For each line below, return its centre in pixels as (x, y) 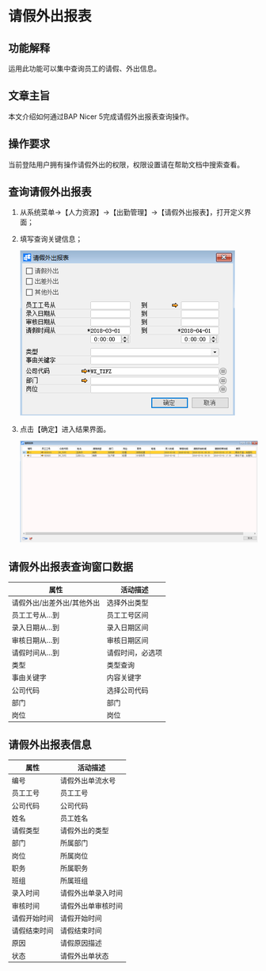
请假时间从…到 (36, 652)
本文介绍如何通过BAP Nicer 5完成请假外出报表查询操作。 (101, 117)
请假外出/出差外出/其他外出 (56, 602)
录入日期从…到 (36, 628)
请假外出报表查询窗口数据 (70, 566)
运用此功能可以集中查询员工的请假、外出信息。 (84, 69)
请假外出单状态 (85, 955)
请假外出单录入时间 (91, 893)
